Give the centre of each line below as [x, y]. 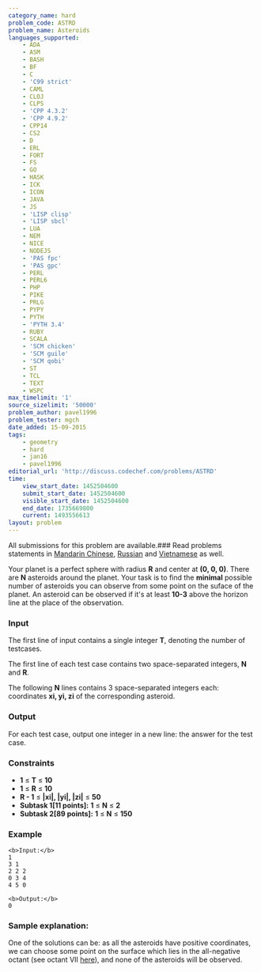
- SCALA [35, 339]
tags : [17, 435]
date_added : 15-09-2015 [47, 427]
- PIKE [33, 295]
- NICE [33, 244]
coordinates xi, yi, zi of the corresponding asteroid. [92, 696]
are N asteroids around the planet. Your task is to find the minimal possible [130, 577]
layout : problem [35, 523]
